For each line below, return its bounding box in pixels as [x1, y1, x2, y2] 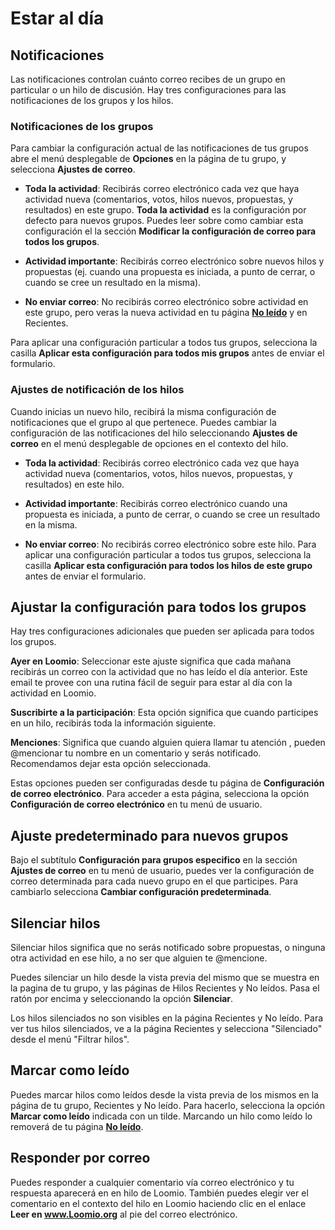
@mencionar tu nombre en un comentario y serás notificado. [10, 747, 262, 759]
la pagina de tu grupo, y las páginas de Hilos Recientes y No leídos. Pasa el [10, 982, 320, 994]
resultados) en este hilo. [24, 478, 125, 490]
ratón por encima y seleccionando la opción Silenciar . [10, 993, 234, 1005]
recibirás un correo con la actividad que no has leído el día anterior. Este [10, 666, 308, 678]
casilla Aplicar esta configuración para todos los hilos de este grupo [24, 559, 313, 571]
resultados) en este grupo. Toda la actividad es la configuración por [24, 204, 307, 216]
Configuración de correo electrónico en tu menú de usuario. [10, 798, 263, 811]
